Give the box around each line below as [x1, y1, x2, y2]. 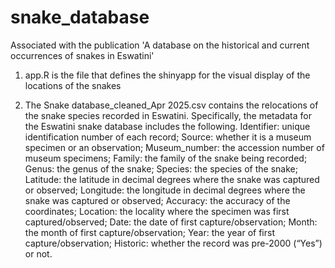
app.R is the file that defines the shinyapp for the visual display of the [24, 69, 311, 81]
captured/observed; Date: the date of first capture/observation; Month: [24, 216, 318, 228]
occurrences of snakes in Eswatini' [10, 49, 155, 61]
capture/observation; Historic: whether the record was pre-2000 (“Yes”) [24, 237, 323, 249]
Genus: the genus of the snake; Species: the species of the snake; [24, 162, 298, 175]
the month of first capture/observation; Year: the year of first [24, 226, 275, 238]
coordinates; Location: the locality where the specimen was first [24, 205, 290, 217]
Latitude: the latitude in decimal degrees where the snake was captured [24, 173, 320, 185]
